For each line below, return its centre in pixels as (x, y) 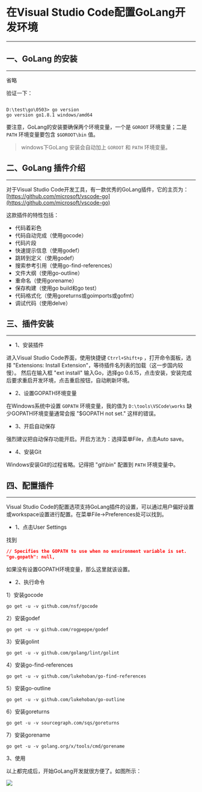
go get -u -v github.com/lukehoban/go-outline (66, 699)
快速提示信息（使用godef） (49, 250)
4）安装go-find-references (40, 665)
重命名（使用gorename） (46, 280)
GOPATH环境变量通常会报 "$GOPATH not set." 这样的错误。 (85, 414)
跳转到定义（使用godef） (46, 258)
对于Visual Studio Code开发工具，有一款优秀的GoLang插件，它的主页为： (97, 189)
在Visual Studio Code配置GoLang (91, 12)
